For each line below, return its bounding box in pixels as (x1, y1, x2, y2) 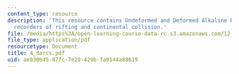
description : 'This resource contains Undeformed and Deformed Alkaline (7, 17, 228, 24)
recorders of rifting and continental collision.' (14, 23, 167, 30)
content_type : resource (7, 10, 78, 18)
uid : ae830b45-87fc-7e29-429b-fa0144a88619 (7, 56, 139, 63)
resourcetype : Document (7, 43, 78, 50)
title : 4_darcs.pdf (7, 50, 65, 57)
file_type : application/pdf (7, 37, 91, 44)
